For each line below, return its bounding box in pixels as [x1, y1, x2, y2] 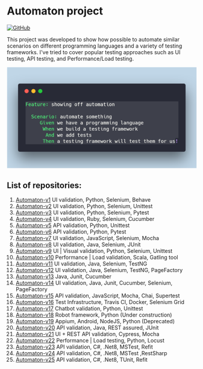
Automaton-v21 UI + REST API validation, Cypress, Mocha [15, 330, 160, 338]
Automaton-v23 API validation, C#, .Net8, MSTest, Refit [15, 343, 153, 350]
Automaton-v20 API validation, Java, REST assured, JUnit [15, 324, 159, 331]
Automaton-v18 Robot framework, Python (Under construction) [15, 311, 172, 318]
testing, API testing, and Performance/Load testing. [7, 55, 134, 62]
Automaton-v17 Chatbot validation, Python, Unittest [15, 305, 143, 312]
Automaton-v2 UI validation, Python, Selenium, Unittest [15, 202, 153, 209]
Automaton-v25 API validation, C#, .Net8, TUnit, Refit [15, 356, 148, 363]
